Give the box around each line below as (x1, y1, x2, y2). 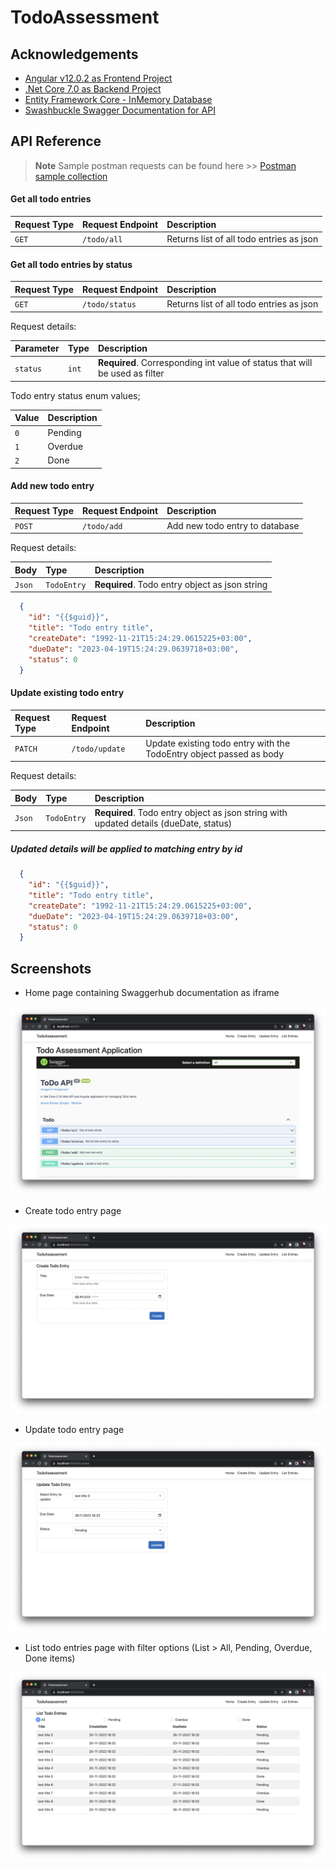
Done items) (24, 1652, 76, 1664)
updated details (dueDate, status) (94, 817, 233, 829)
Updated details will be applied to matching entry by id (10, 842, 243, 855)
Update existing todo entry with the (145, 737, 291, 749)
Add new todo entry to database (166, 519, 300, 531)
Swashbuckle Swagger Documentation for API (24, 104, 216, 116)
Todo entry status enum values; (10, 389, 141, 401)
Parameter (14, 342, 60, 355)
